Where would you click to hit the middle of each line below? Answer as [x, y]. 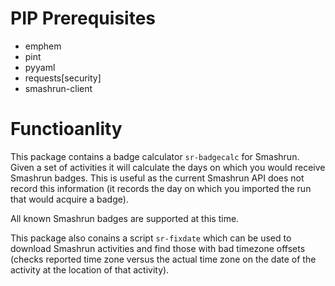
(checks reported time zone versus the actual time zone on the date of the [163, 259]
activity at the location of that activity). [90, 269]
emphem [43, 46]
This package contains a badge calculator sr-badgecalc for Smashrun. [155, 156]
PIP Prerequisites [83, 18]
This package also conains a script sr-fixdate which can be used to [151, 238]
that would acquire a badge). [69, 199]
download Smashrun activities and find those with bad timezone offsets [158, 248]
